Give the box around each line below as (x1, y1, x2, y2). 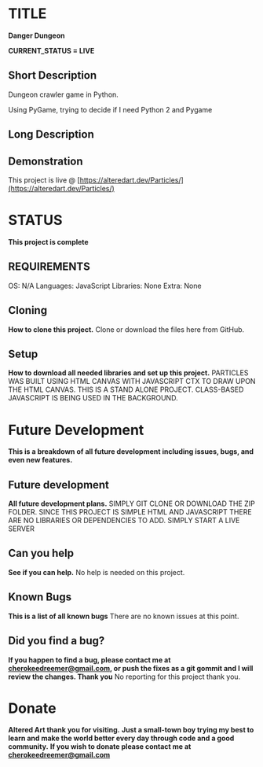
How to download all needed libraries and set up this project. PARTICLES (8, 368, 249, 378)
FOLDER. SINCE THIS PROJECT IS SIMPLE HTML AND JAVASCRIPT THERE (8, 507, 253, 517)
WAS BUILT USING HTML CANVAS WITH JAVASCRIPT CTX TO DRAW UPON (8, 377, 256, 386)
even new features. (8, 455, 73, 465)
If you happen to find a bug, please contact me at (8, 655, 171, 665)
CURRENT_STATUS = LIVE (8, 46, 95, 55)
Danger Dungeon (8, 31, 65, 40)
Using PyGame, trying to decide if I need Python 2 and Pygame (8, 105, 213, 114)
